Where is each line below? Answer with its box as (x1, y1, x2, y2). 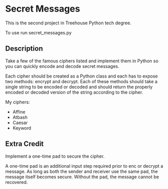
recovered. (5, 179, 28, 185)
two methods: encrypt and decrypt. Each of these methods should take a (5, 78, 158, 84)
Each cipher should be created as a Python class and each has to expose (5, 73, 158, 79)
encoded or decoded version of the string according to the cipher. (5, 89, 143, 95)
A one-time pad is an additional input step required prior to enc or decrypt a (5, 163, 163, 169)
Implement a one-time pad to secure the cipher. (5, 153, 105, 159)
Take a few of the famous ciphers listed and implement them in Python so (5, 58, 158, 64)
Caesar (12, 120, 28, 126)
